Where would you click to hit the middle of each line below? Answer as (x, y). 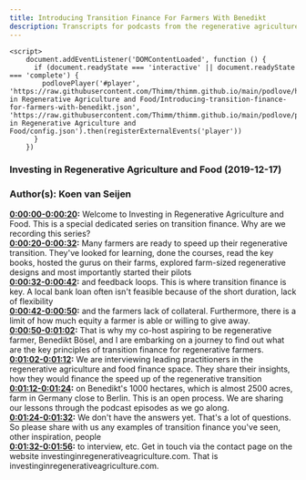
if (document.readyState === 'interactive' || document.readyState (164, 67)
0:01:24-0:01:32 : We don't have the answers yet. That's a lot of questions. (150, 417)
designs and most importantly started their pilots (101, 272)
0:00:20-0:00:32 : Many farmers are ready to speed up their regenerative (149, 243)
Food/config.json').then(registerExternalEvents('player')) (126, 131)
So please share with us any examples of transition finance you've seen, (145, 427)
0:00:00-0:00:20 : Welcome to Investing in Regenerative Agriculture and (147, 214)
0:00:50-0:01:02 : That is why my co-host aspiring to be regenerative (141, 330)
